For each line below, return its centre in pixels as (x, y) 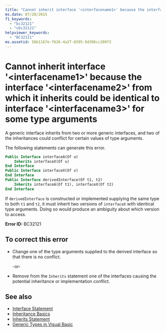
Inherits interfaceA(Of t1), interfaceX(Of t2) (64, 184)
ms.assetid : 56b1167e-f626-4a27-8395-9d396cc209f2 (58, 42)
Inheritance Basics (31, 314)
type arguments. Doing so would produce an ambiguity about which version (82, 209)
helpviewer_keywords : (27, 33)
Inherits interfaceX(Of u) (42, 162)
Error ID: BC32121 (23, 224)
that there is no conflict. (36, 257)
